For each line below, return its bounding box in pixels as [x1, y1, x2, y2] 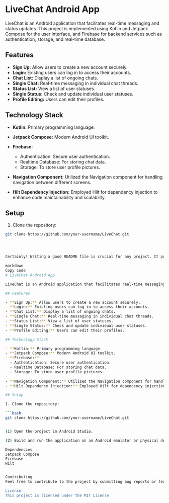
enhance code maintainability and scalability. [12, 194, 106, 200]
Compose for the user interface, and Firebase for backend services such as [5, 31, 162, 37]
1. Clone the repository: [5, 401, 59, 407]
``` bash [5, 411, 22, 416]
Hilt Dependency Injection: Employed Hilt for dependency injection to [12, 189, 158, 195]
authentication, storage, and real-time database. [5, 36, 106, 42]
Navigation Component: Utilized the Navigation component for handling [12, 174, 163, 180]
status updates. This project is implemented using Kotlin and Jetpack [5, 25, 148, 31]
